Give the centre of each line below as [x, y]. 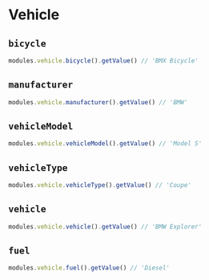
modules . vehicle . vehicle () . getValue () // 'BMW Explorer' [105, 226]
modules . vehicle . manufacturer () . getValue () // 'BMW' [98, 102]
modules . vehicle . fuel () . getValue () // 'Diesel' [89, 268]
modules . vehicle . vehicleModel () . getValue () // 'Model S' [105, 144]
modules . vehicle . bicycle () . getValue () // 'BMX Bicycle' [103, 61]
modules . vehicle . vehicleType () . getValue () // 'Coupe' [100, 185]
